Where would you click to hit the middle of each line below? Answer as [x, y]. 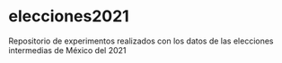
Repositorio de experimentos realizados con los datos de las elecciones [141, 41]
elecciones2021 [69, 16]
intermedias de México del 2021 [67, 50]
